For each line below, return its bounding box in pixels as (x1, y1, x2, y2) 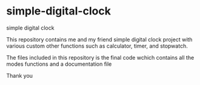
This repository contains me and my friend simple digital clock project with (6, 36, 193, 43)
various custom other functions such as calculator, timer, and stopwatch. (6, 42, 188, 49)
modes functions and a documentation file (6, 60, 112, 68)
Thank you (6, 72, 33, 79)
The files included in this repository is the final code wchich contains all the (6, 54, 195, 61)
